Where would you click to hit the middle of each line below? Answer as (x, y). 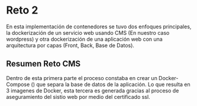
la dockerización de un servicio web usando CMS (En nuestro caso (88, 32)
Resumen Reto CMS (43, 64)
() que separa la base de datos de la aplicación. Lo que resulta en (111, 84)
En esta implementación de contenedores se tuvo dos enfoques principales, (99, 26)
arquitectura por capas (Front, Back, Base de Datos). (70, 45)
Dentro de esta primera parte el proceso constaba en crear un (82, 78)
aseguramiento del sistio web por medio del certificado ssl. (78, 97)
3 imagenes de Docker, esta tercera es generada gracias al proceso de (93, 90)
